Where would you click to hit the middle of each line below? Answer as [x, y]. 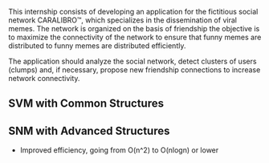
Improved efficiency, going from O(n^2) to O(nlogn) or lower [119, 150]
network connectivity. [44, 78]
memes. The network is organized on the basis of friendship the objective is [134, 29]
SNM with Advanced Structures [89, 130]
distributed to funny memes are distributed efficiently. [97, 46]
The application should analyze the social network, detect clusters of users [132, 61]
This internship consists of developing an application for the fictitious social [133, 12]
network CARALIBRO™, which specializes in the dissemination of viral [122, 20]
